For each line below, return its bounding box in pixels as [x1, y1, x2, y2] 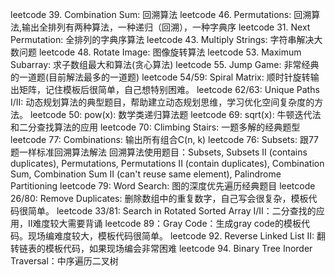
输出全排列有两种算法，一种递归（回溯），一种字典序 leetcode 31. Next [21, 21, 311, 33]
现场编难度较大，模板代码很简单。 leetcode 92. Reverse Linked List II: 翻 [27, 230, 326, 242]
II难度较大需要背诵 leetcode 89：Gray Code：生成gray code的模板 [27, 218, 302, 229]
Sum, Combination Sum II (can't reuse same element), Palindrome [10, 168, 282, 180]
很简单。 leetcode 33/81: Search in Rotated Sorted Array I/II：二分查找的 [18, 205, 317, 217]
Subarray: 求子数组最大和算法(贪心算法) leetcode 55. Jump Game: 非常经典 [10, 59, 320, 70]
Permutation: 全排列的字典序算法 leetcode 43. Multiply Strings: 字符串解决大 [10, 34, 323, 45]
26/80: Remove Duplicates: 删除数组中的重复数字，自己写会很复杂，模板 [10, 193, 309, 204]
